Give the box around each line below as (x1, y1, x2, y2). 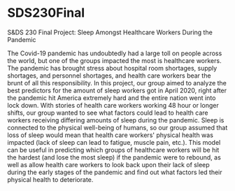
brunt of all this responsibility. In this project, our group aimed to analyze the (7, 78, 227, 87)
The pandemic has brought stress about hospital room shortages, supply (7, 64, 218, 72)
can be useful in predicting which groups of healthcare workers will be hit (7, 146, 220, 154)
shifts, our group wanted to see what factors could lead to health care (7, 108, 208, 117)
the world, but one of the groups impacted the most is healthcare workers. (7, 56, 222, 64)
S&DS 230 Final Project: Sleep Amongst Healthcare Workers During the (7, 28, 213, 36)
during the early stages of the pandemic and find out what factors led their (7, 168, 222, 176)
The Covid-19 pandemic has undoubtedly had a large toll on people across (7, 49, 222, 57)
